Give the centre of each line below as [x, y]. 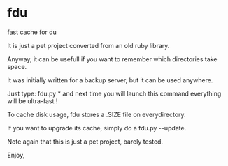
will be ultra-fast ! [33, 101]
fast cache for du [32, 32]
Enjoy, [16, 155]
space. [17, 66]
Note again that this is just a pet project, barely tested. [85, 142]
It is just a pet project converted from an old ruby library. [88, 45]
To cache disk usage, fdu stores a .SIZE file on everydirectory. [97, 114]
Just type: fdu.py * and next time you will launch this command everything [114, 93]
